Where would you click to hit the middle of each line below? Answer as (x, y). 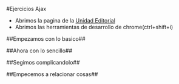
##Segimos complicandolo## (43, 62)
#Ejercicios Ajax (26, 9)
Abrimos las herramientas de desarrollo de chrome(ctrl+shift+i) (94, 27)
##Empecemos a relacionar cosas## (52, 74)
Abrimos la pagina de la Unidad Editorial (65, 20)
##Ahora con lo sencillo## (39, 51)
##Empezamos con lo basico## (46, 39)
